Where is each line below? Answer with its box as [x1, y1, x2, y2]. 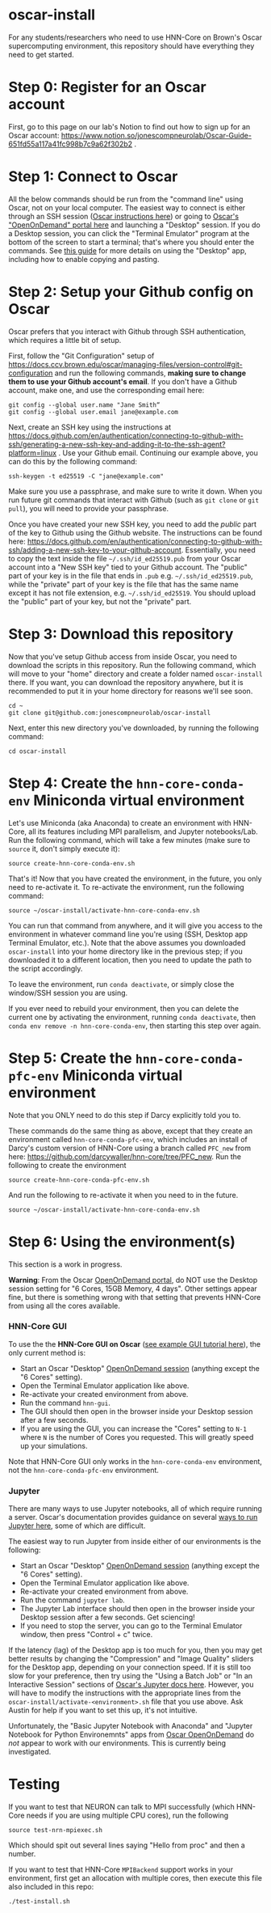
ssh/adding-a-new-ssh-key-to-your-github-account [8, 544, 181, 555]
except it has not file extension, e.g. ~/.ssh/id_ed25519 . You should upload [8, 588, 256, 598]
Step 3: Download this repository [8, 624, 234, 643]
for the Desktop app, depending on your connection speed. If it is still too [8, 1662, 252, 1672]
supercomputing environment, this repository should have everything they [8, 40, 255, 50]
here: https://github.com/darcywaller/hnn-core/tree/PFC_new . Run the [8, 1151, 242, 1162]
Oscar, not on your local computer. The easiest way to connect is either [8, 202, 246, 212]
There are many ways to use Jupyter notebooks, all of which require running [8, 1504, 262, 1513]
